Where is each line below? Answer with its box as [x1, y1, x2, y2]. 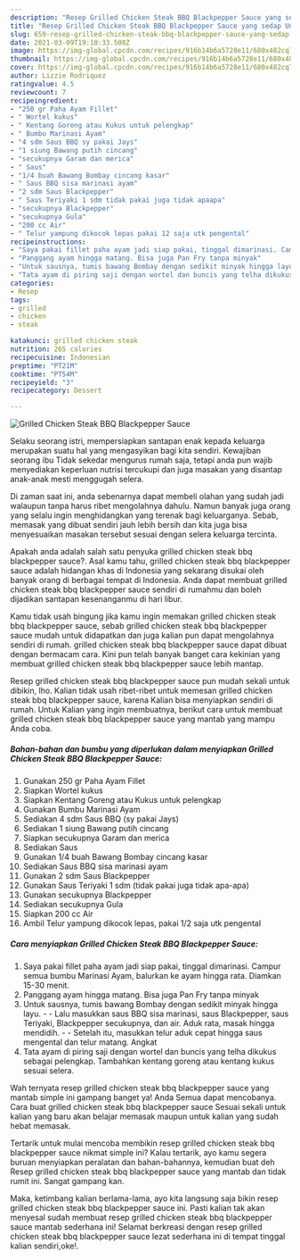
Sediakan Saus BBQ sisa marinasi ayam [22, 861, 168, 872]
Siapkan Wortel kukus [22, 785, 103, 796]
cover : [10, 63, 35, 72]
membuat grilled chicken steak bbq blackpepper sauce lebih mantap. [10, 658, 264, 670]
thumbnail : [10, 54, 51, 63]
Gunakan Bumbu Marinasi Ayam [22, 805, 141, 815]
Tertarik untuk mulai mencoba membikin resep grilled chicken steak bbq [10, 1138, 275, 1148]
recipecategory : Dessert [10, 386, 102, 396]
